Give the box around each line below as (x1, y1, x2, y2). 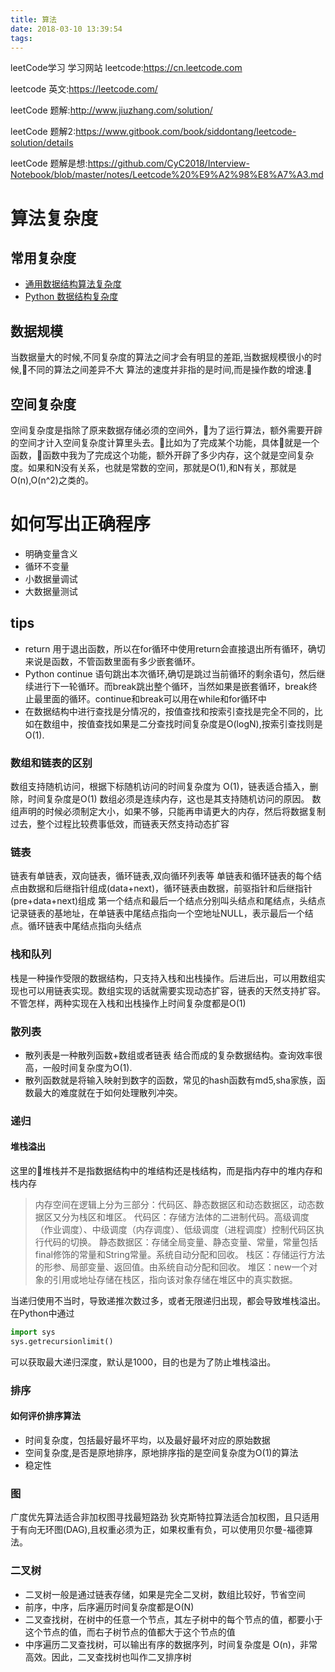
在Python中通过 (10, 1307, 75, 1320)
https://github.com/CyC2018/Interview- (87, 157, 250, 170)
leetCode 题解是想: (10, 157, 88, 170)
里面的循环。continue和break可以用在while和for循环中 (42, 692, 267, 705)
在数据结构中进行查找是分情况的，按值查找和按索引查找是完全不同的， (24, 705, 315, 717)
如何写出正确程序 (10, 513, 152, 536)
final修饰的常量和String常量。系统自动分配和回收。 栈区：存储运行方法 (34, 1249, 326, 1261)
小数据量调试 (24, 572, 78, 585)
